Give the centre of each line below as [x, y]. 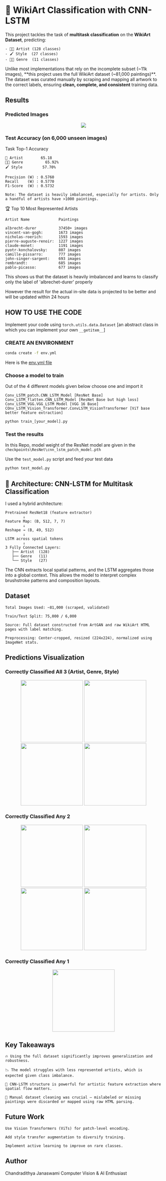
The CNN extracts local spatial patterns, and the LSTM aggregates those [80, 570]
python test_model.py [28, 468]
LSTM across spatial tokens [34, 539]
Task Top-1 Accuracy [27, 148]
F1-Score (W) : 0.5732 [30, 186]
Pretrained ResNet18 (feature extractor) [49, 513]
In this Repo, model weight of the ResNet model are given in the [70, 445]
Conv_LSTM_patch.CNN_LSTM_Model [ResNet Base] [54, 395]
